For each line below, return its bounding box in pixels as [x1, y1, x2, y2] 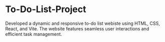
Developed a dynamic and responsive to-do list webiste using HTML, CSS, [5, 20, 160, 26]
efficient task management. [5, 31, 62, 37]
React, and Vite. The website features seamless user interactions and [5, 25, 149, 31]
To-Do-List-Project [5, 4, 87, 15]
